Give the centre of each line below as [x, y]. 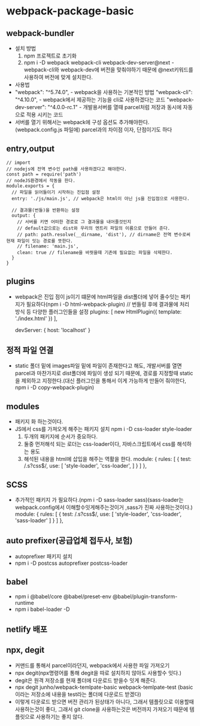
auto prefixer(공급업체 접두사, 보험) [69, 541]
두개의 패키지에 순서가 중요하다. [60, 436]
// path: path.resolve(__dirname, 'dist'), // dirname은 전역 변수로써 [104, 234]
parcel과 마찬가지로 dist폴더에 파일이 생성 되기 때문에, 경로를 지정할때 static [104, 373]
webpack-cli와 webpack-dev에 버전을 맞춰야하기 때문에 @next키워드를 [108, 70]
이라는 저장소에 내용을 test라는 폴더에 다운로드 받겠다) [78, 694]
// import [19, 162]
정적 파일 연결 [30, 350]
